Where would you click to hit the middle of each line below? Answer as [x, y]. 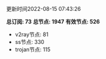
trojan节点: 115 [33, 49]
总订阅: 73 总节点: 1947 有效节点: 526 [53, 22]
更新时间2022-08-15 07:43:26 [44, 9]
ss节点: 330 [30, 42]
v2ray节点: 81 [32, 34]
